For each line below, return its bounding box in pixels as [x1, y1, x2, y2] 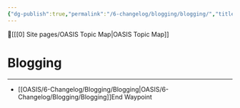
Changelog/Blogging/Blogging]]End [17, 92, 123, 101]
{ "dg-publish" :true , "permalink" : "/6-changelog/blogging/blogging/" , [7, 10, 216, 18]
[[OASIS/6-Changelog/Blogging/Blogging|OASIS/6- [17, 85, 169, 93]
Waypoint [124, 92, 152, 101]
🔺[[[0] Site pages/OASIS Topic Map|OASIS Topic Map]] [7, 30, 169, 38]
